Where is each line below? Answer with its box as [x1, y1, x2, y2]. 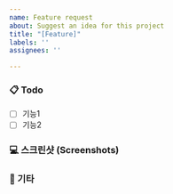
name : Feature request [9, 12, 93, 22]
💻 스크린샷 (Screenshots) [9, 144, 120, 157]
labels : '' [9, 37, 50, 47]
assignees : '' [9, 46, 62, 55]
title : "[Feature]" [9, 29, 82, 38]
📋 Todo [9, 84, 44, 96]
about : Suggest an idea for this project [9, 21, 165, 30]
